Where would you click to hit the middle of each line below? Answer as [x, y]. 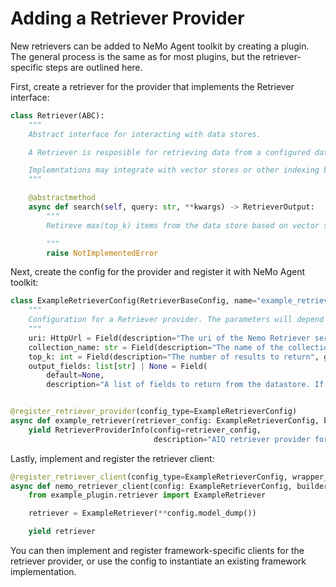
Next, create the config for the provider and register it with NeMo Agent [158, 272]
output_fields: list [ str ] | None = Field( [118, 366]
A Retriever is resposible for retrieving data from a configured [169, 152]
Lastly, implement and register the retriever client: [112, 458]
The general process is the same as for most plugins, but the [135, 56]
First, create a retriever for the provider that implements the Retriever [152, 86]
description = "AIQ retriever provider [232, 439]
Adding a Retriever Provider [127, 18]
